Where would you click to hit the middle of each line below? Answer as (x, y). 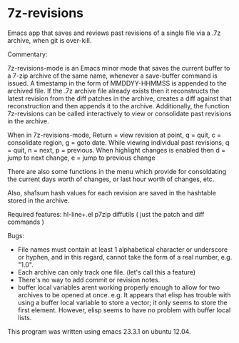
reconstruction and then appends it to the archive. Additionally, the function (118, 106)
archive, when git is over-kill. (50, 40)
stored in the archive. (39, 200)
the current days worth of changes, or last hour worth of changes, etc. (111, 179)
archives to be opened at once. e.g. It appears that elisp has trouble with (124, 295)
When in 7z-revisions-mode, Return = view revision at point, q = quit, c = (115, 135)
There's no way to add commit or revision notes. (89, 280)
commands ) (26, 222)
